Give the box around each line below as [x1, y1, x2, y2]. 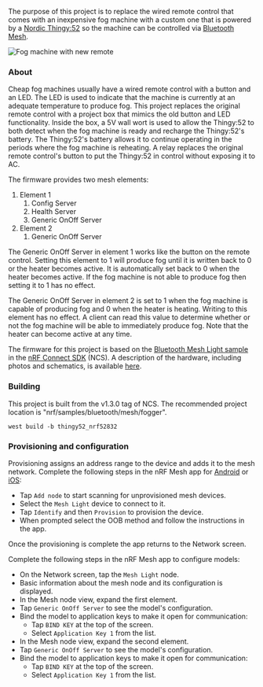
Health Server [31, 207, 77, 216]
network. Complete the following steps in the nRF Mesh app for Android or [8, 467, 249, 476]
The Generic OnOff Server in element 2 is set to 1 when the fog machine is [8, 296, 249, 305]
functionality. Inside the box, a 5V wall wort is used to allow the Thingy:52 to [8, 118, 255, 127]
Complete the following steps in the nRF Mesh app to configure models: [8, 554, 240, 563]
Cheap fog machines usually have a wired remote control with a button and [8, 84, 251, 94]
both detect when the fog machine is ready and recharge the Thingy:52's [8, 126, 245, 136]
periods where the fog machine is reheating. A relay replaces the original [8, 143, 243, 153]
